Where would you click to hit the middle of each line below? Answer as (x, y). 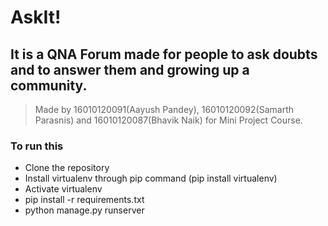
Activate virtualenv (63, 189)
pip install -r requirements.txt (84, 200)
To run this (37, 146)
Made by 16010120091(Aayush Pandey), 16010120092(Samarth (164, 109)
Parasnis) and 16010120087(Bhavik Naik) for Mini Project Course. (168, 120)
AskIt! (36, 17)
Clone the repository (67, 168)
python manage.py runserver (84, 210)
